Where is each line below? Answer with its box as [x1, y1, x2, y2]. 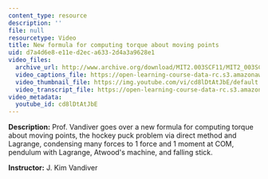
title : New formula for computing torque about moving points [8, 41, 219, 49]
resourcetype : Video [8, 33, 77, 42]
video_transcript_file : [15, 85, 94, 94]
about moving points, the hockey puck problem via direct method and [8, 130, 237, 140]
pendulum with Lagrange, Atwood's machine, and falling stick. [8, 148, 213, 158]
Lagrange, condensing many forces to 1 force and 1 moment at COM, [8, 139, 235, 149]
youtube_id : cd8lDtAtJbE [15, 100, 98, 108]
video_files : [8, 56, 52, 64]
